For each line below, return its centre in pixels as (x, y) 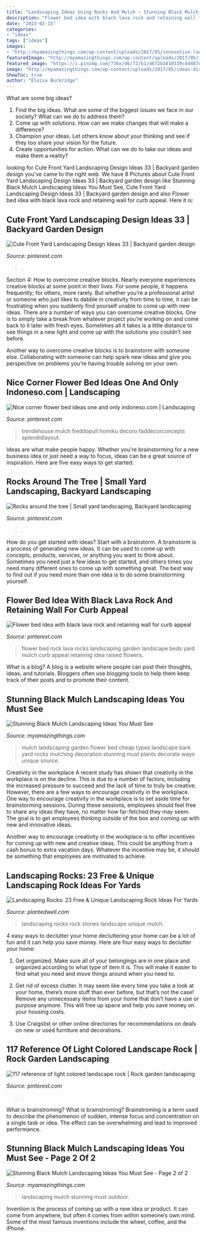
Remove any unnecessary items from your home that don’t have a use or (107, 999)
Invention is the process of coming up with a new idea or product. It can (97, 1209)
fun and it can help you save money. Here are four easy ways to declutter (99, 942)
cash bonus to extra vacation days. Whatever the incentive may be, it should (103, 850)
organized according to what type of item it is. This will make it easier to (106, 967)
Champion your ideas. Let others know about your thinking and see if (102, 136)
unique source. (40, 761)
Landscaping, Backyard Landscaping (79, 491)
